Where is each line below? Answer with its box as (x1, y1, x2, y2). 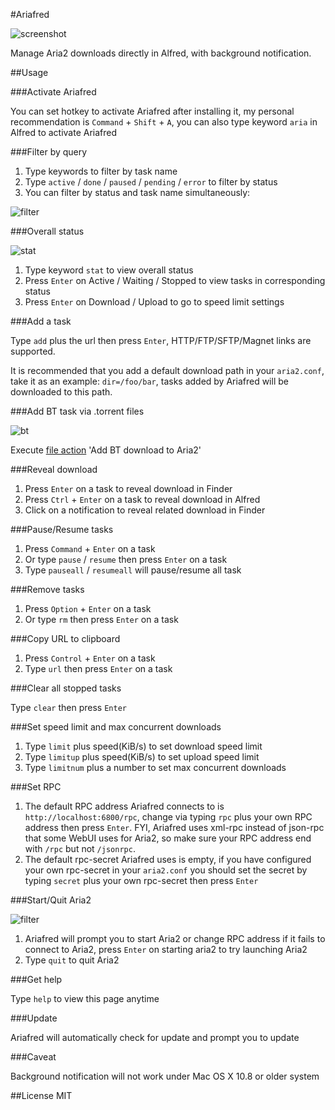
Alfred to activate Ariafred (10, 127, 118, 138)
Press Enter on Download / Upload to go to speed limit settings (24, 296, 285, 308)
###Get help (10, 974, 63, 985)
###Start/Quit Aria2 (10, 894, 92, 906)
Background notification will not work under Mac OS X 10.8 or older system (10, 1070, 320, 1082)
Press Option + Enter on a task (24, 603, 152, 614)
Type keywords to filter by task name (24, 165, 178, 177)
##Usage (10, 67, 49, 78)
